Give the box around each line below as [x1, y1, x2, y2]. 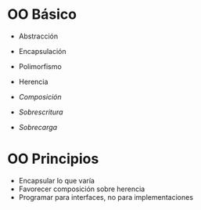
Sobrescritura [18, 107, 63, 117]
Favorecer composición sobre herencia [18, 184, 145, 194]
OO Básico [7, 5, 77, 24]
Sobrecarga [18, 122, 58, 132]
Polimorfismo [18, 61, 62, 71]
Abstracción [18, 31, 59, 41]
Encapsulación [18, 46, 67, 56]
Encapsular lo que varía [18, 176, 95, 185]
